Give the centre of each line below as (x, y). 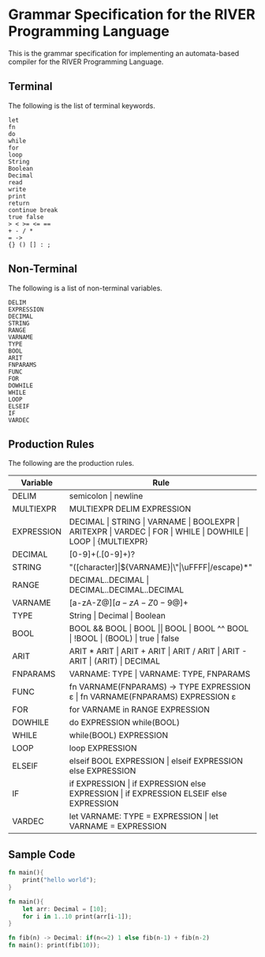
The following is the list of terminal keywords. (82, 105)
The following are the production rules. (71, 463)
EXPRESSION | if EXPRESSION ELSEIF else (148, 794)
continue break (33, 210)
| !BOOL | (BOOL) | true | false (124, 638)
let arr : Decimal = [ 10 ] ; (65, 909)
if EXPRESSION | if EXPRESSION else (138, 784)
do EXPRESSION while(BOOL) (124, 723)
